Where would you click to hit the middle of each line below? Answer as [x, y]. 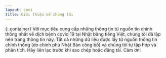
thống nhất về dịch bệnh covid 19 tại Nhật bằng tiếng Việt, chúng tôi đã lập [83, 34]
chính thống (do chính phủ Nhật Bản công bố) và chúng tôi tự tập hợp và [81, 44]
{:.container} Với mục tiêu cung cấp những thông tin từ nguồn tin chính [79, 28]
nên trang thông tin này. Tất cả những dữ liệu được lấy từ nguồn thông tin [81, 39]
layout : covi [19, 10]
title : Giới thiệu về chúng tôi [39, 14]
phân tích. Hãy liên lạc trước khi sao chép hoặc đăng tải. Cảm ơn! [73, 50]
